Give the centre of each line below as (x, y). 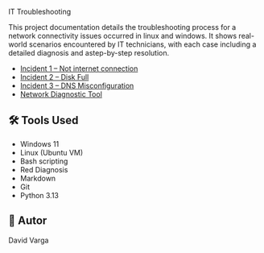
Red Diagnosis (44, 169)
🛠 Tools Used (43, 120)
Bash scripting (44, 161)
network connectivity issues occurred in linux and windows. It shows (123, 36)
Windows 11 (39, 143)
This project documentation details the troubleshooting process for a (122, 27)
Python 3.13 (39, 195)
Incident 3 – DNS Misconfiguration (77, 85)
